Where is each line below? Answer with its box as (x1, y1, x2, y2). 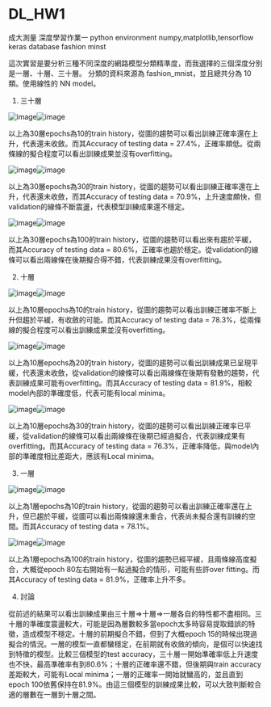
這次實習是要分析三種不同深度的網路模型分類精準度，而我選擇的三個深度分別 (8, 58, 263, 68)
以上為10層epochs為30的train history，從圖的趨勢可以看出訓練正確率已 (8, 421, 244, 431)
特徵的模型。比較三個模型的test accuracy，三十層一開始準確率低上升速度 (15, 649, 259, 659)
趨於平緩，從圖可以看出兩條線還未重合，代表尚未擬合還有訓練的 (35, 511, 248, 521)
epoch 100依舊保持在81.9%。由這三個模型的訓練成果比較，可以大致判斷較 (8, 680, 255, 689)
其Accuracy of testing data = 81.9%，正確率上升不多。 (8, 574, 190, 584)
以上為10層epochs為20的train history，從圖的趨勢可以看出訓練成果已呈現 (8, 357, 252, 368)
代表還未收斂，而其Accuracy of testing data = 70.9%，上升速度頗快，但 (22, 191, 262, 201)
